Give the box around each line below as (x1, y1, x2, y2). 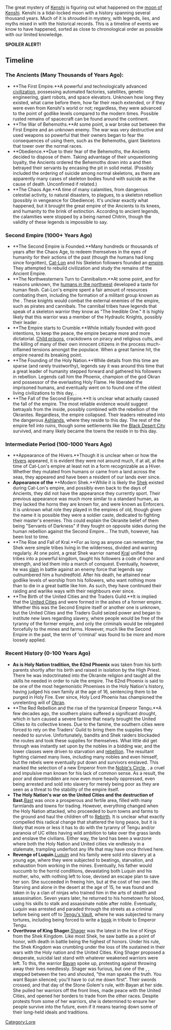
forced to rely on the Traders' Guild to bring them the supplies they (12, 726, 153, 733)
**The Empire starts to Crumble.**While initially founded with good (12, 325, 156, 331)
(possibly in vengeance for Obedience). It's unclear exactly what (12, 197, 149, 203)
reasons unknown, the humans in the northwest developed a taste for (12, 281, 159, 287)
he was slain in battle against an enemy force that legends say (12, 566, 144, 573)
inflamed (12, 346, 32, 352)
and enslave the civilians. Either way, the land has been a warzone (12, 835, 152, 841)
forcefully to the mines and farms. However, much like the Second (12, 626, 152, 632)
